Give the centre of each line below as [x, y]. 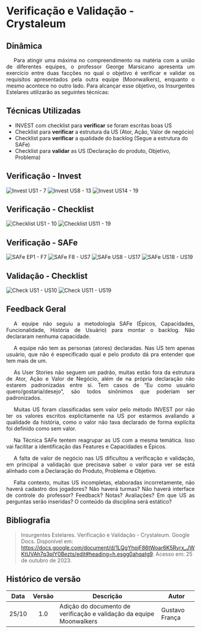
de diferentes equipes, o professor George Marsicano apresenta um [100, 67]
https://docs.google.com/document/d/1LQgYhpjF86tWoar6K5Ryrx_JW [108, 547]
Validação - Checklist [47, 276]
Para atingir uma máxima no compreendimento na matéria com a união [104, 60]
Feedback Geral [36, 309]
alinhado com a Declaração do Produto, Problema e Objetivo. [81, 471]
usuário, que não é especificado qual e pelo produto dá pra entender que [100, 354]
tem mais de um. [27, 360]
